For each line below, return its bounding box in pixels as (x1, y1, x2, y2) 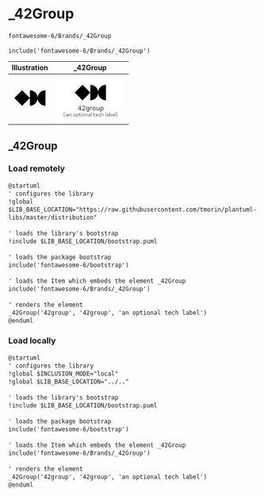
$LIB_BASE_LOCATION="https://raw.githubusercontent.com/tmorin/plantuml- (8, 206, 258, 213)
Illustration (11, 63, 49, 72)
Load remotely (8, 163, 66, 174)
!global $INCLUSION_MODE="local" (8, 370, 119, 378)
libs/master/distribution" (8, 213, 98, 221)
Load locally (8, 335, 56, 346)
